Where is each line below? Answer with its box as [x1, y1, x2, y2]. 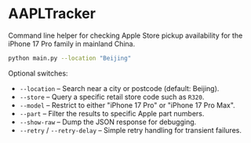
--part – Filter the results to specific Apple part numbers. [19, 108, 205, 118]
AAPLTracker [8, 5, 96, 23]
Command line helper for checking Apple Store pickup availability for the [8, 31, 243, 40]
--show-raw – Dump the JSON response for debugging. [19, 117, 197, 126]
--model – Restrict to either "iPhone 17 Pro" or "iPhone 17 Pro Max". [19, 100, 235, 110]
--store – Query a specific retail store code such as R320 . [19, 92, 205, 101]
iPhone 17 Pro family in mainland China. [8, 38, 136, 48]
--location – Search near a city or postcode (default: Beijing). [19, 83, 220, 93]
